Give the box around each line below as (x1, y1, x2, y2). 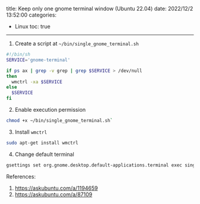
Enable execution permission (14, 106, 86, 113)
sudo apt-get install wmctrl (6, 140, 79, 146)
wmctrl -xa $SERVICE (11, 79, 62, 85)
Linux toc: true (14, 23, 51, 30)
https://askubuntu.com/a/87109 (14, 190, 92, 198)
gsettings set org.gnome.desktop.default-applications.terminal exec (6, 162, 183, 168)
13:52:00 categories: (6, 11, 57, 18)
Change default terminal (14, 150, 74, 158)
